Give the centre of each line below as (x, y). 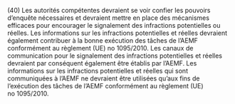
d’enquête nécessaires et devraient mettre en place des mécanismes (109, 18)
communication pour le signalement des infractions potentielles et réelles (115, 56)
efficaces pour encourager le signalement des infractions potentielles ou (114, 25)
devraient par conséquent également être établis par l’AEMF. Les (102, 63)
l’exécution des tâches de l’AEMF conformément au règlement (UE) (106, 86)
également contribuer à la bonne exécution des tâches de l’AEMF (103, 41)
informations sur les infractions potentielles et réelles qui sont (98, 71)
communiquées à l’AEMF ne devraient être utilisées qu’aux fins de (104, 78)
